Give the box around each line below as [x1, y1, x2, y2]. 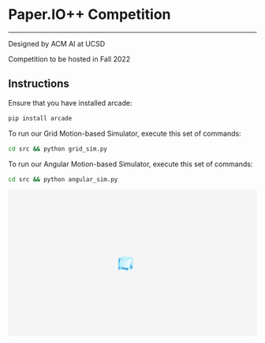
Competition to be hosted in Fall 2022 [8, 54, 131, 64]
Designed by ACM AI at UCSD [8, 39, 106, 48]
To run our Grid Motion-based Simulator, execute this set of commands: [8, 129, 242, 138]
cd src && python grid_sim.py [8, 144, 108, 153]
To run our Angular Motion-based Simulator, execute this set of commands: [8, 159, 253, 169]
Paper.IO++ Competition [8, 6, 171, 24]
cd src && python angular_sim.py [8, 175, 118, 183]
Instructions [8, 77, 69, 91]
